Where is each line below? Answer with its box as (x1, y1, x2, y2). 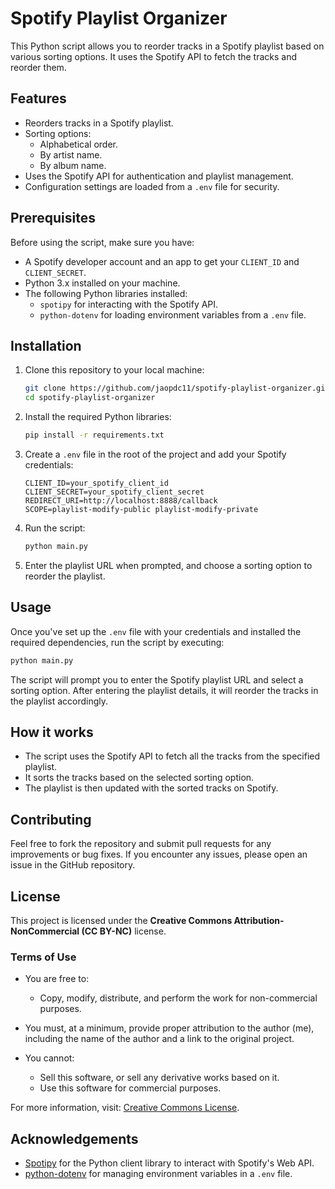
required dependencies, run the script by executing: (10, 636, 225, 648)
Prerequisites (10, 210, 96, 227)
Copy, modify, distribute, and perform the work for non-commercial (39, 992, 318, 1004)
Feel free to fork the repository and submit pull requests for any (10, 838, 272, 850)
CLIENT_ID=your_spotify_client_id (24, 478, 169, 488)
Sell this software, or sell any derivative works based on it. (39, 1072, 280, 1084)
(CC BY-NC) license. (81, 925, 167, 937)
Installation (10, 337, 82, 354)
